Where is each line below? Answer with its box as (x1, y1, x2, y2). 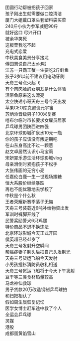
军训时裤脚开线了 (5, 211, 40, 217)
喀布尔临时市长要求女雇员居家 (5, 117, 66, 123)
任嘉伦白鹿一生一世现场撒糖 (5, 174, 62, 180)
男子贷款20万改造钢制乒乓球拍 (5, 286, 68, 292)
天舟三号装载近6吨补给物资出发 (5, 205, 69, 211)
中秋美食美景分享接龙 (5, 55, 49, 60)
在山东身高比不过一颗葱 (5, 142, 53, 148)
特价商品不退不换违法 (5, 224, 49, 230)
